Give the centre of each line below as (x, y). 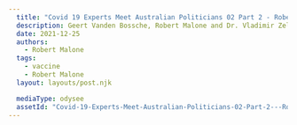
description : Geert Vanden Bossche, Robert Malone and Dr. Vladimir (145, 26)
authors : (32, 42)
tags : (27, 58)
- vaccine (43, 67)
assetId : (32, 107)
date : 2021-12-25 (48, 33)
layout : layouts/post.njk (64, 83)
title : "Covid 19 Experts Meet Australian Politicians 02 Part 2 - (144, 17)
